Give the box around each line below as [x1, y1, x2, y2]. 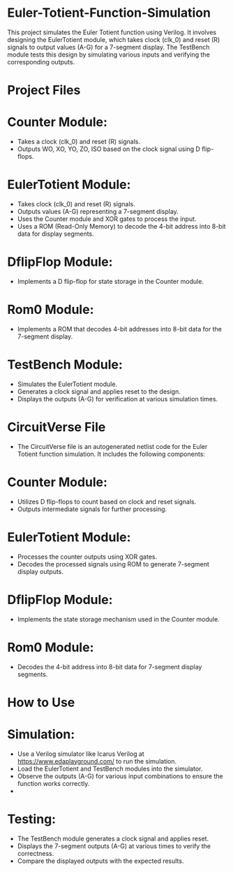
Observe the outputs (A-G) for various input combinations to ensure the [17, 771, 223, 780]
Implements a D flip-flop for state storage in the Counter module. [17, 277, 204, 285]
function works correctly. [17, 779, 90, 787]
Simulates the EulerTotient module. [17, 380, 117, 388]
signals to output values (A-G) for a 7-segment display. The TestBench [7, 43, 211, 51]
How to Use [7, 694, 75, 710]
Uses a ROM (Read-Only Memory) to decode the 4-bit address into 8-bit [17, 222, 226, 230]
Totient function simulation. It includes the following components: [17, 450, 206, 458]
